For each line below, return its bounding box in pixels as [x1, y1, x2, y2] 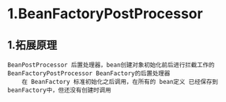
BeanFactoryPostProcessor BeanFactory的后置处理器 [7, 70, 171, 77]
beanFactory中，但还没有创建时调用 [7, 86, 111, 94]
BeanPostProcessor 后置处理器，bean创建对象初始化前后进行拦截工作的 [7, 61, 215, 69]
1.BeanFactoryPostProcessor [7, 5, 203, 23]
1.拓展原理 [7, 38, 58, 51]
